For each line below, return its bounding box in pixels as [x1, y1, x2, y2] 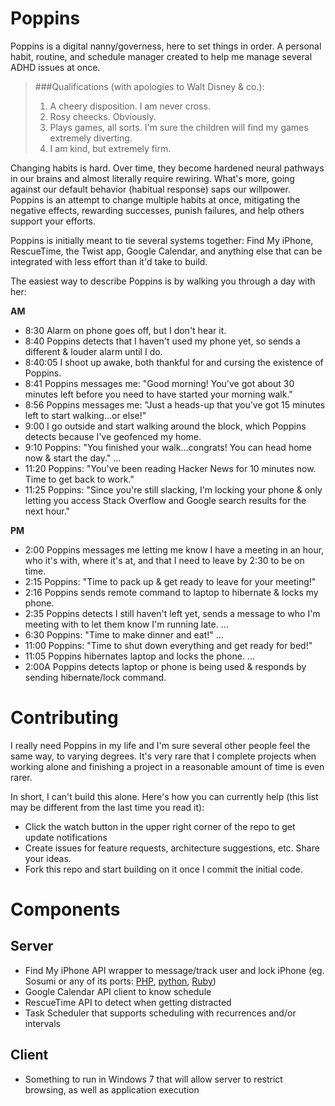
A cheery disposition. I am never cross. [49, 100, 211, 112]
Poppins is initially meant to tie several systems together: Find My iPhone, [10, 234, 314, 246]
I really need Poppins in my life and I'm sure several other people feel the [10, 739, 311, 751]
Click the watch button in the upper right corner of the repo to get [24, 820, 296, 832]
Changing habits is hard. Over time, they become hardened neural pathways [10, 162, 325, 174]
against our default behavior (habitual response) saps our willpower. [10, 183, 291, 195]
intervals [24, 1017, 61, 1029]
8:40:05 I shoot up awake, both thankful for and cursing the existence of [24, 356, 324, 368]
